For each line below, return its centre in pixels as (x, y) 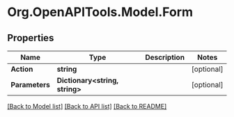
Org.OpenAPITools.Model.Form (100, 12)
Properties (31, 38)
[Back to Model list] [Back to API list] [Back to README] (87, 106)
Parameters (30, 85)
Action (22, 69)
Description (165, 57)
